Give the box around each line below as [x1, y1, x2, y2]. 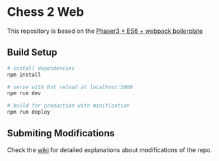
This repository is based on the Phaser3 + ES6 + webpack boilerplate [7, 27, 203, 35]
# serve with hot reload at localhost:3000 [7, 84, 133, 90]
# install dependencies [7, 64, 75, 72]
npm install [7, 71, 41, 78]
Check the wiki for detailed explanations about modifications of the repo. [7, 145, 213, 154]
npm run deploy [7, 109, 51, 116]
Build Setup [7, 47, 57, 58]
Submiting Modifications [7, 127, 115, 139]
